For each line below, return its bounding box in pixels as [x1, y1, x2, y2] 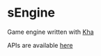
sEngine [7, 5, 56, 21]
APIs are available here [7, 41, 73, 49]
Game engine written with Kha [7, 28, 94, 36]
